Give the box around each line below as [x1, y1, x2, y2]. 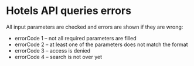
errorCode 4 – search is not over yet [14, 53, 103, 60]
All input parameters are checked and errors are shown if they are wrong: [6, 23, 183, 30]
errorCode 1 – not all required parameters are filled [14, 34, 137, 41]
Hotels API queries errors [6, 4, 132, 18]
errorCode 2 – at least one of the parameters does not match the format [14, 41, 189, 48]
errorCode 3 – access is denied [14, 47, 91, 54]
